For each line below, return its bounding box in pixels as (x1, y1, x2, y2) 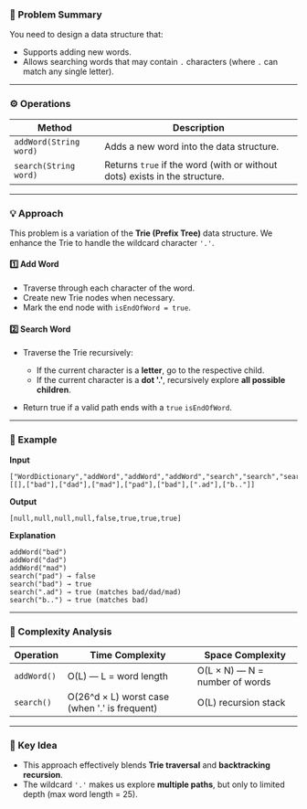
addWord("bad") (9, 548, 68, 557)
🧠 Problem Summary (9, 8, 102, 21)
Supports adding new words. (22, 47, 132, 58)
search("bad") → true (9, 580, 92, 589)
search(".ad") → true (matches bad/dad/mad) (9, 587, 182, 597)
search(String (14, 160, 76, 171)
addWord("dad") (9, 555, 68, 565)
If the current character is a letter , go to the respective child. (36, 365, 265, 376)
